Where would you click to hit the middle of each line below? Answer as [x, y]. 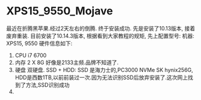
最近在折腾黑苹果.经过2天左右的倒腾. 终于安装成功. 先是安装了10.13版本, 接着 [101, 28]
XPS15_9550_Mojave [60, 11]
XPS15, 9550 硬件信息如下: [39, 43]
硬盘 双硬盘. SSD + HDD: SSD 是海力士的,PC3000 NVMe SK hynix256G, [104, 69]
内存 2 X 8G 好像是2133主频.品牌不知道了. [67, 62]
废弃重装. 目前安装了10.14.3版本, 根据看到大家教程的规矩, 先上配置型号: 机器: [100, 36]
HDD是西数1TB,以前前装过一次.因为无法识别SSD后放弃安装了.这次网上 [101, 77]
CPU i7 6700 [31, 55]
